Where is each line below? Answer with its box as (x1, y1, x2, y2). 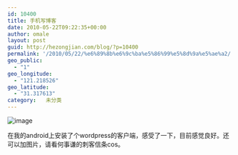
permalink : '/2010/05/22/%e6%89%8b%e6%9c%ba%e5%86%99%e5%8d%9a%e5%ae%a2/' (7, 51, 234, 58)
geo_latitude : (7, 84, 50, 91)
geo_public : (7, 57, 43, 64)
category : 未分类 (7, 97, 62, 104)
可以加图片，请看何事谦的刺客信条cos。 (7, 140, 125, 149)
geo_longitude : (7, 70, 53, 77)
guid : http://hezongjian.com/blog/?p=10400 (7, 44, 139, 51)
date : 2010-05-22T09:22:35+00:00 (7, 24, 107, 31)
